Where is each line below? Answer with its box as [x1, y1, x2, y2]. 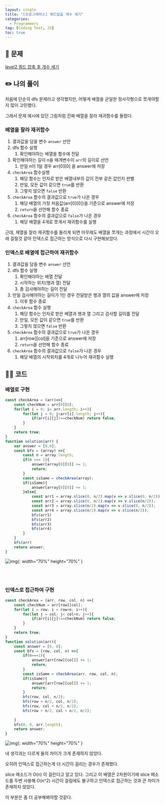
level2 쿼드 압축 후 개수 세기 [5, 64, 59, 70]
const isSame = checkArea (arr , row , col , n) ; [23, 671, 119, 676]
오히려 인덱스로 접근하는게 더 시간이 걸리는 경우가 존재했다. [5, 761, 119, 767]
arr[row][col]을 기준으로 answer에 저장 [19, 335, 96, 341]
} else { [23, 489, 37, 495]
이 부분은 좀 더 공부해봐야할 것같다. [5, 795, 73, 801]
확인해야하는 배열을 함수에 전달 [19, 150, 80, 156]
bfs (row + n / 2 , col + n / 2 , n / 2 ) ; [23, 708, 92, 713]
